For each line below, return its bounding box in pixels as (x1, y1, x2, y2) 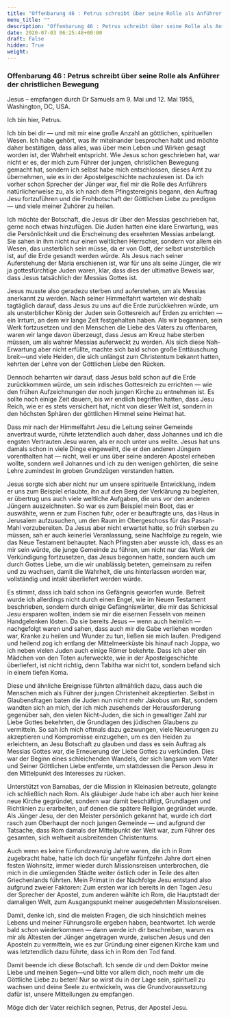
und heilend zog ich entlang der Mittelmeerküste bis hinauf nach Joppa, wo (7, 639, 220, 647)
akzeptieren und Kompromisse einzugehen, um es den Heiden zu (7, 732, 192, 741)
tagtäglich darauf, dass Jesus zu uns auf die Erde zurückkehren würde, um (7, 301, 219, 310)
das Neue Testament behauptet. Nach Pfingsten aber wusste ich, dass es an (7, 538, 223, 546)
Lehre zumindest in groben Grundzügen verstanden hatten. (7, 467, 175, 475)
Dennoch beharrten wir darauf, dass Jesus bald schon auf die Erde (7, 373, 196, 382)
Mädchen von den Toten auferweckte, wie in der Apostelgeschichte (7, 653, 199, 662)
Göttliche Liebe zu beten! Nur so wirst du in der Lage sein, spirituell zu (7, 975, 205, 984)
